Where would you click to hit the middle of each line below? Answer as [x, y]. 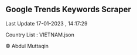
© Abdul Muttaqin [27, 46]
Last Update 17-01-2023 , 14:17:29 [47, 23]
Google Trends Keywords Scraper [68, 10]
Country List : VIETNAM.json [40, 35]
